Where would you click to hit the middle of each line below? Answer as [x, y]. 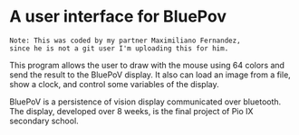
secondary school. [44, 121]
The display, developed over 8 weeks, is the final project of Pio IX [131, 111]
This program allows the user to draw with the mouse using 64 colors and [147, 65]
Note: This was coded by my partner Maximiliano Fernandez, [125, 40]
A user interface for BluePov [118, 17]
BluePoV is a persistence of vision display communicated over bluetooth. [145, 102]
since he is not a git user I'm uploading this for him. [119, 48]
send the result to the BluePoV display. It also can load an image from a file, [150, 75]
